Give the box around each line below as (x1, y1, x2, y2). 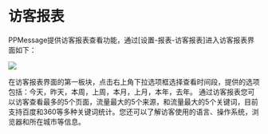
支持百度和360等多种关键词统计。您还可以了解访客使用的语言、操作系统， (8, 107, 253, 116)
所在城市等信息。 (29, 116, 85, 126)
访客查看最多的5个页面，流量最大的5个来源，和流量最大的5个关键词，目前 (14, 97, 258, 106)
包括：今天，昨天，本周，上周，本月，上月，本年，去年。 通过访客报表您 (8, 87, 248, 97)
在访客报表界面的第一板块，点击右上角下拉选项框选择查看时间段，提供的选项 (8, 77, 260, 86)
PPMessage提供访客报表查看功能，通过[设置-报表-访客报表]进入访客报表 (8, 35, 248, 45)
